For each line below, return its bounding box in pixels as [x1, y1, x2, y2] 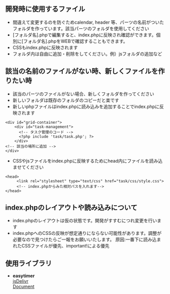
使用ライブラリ [5, 259, 52, 268]
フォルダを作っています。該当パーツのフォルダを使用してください [12, 25, 149, 31]
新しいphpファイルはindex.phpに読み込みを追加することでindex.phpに [12, 103, 160, 110]
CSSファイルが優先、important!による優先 [21, 243, 110, 249]
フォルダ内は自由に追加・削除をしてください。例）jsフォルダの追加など [12, 51, 162, 57]
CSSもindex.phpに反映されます [12, 44, 78, 51]
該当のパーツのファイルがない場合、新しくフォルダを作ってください [12, 90, 154, 97]
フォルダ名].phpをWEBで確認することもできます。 [23, 38, 128, 44]
